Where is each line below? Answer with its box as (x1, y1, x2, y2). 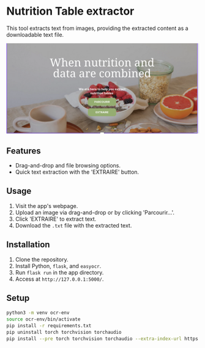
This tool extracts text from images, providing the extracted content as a (6, 24, 188, 32)
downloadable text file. (6, 31, 64, 38)
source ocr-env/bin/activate (6, 316, 81, 322)
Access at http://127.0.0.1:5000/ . (15, 275, 104, 283)
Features (6, 146, 41, 156)
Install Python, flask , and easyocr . (15, 262, 102, 270)
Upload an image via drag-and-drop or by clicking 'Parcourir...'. (15, 209, 175, 216)
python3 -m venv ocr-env (6, 310, 70, 316)
